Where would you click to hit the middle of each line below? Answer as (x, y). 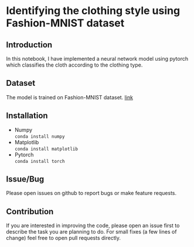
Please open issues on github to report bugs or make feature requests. (91, 193)
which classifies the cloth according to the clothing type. (74, 65)
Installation (27, 116)
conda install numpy (40, 136)
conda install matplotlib (46, 149)
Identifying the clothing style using (93, 11)
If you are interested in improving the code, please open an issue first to (93, 225)
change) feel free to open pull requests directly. (64, 238)
